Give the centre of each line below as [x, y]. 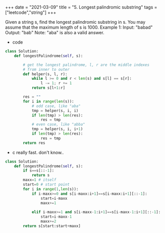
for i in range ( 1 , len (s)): [51, 189]
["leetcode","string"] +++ [31, 12]
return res [34, 143]
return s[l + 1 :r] [48, 88]
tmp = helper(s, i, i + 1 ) [57, 129]
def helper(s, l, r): [45, 74]
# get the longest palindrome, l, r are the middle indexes [86, 65]
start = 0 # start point [46, 184]
